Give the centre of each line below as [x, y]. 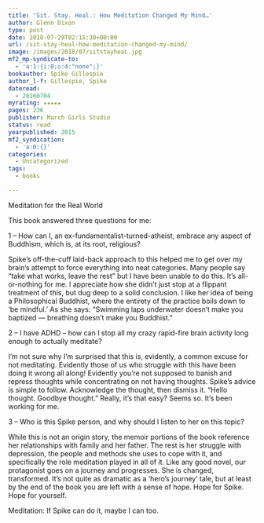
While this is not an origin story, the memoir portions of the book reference [129, 437]
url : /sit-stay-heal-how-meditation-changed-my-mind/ [98, 45]
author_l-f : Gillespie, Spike [58, 81]
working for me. [34, 406]
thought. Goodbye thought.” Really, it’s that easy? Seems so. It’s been [120, 398]
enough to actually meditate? [55, 341]
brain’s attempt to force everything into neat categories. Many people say [127, 267]
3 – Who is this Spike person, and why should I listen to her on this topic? [126, 422]
